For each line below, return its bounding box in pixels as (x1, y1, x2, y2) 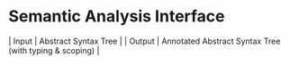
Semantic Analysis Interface (8, 6, 226, 27)
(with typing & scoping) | (8, 45, 100, 55)
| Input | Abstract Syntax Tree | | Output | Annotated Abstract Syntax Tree (8, 36, 281, 46)
